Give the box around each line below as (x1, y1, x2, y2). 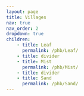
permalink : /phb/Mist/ (21, 64, 79, 70)
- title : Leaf (17, 42, 52, 48)
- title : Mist (17, 58, 52, 64)
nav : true (6, 20, 31, 26)
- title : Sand (17, 75, 52, 81)
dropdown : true (6, 31, 44, 37)
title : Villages (6, 14, 46, 20)
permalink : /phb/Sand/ (21, 81, 79, 87)
